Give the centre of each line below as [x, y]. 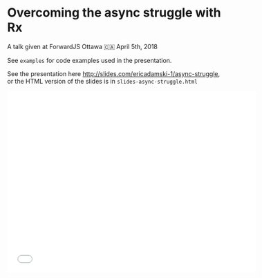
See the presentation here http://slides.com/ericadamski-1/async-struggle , [114, 73]
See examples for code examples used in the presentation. [90, 60]
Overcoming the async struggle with [114, 13]
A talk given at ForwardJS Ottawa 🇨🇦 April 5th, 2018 [82, 46]
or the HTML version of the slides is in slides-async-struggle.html [103, 81]
